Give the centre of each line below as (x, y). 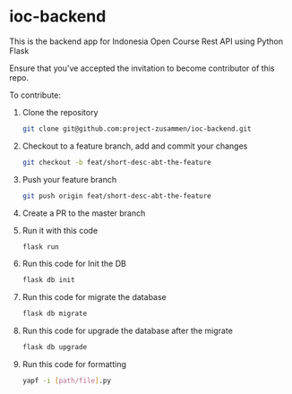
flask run (41, 247)
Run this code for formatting (74, 364)
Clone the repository (60, 112)
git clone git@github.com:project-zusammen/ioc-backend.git (137, 128)
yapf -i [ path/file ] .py (67, 381)
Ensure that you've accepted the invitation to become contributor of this (142, 68)
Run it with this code (60, 230)
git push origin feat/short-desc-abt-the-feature (117, 196)
